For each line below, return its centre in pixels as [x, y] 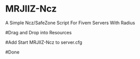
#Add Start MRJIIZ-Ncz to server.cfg [44, 42]
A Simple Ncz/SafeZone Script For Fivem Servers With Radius [70, 23]
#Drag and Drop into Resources [39, 32]
